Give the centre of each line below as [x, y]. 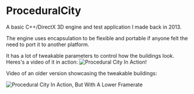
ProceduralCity [44, 11]
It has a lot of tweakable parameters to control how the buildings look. [90, 55]
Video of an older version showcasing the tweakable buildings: [82, 73]
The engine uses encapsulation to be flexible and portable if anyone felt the [97, 38]
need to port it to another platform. [48, 44]
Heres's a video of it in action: [42, 62]
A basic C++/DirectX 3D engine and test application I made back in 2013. [94, 27]
